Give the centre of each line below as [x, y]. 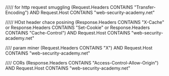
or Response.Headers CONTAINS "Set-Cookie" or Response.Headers [78, 27]
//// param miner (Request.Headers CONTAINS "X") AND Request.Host [79, 48]
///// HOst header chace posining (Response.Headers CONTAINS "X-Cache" [85, 22]
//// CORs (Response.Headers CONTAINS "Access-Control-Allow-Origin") [82, 63]
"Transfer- [145, 7]
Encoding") [17, 12]
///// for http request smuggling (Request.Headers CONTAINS [69, 7]
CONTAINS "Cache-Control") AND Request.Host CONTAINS [68, 33]
